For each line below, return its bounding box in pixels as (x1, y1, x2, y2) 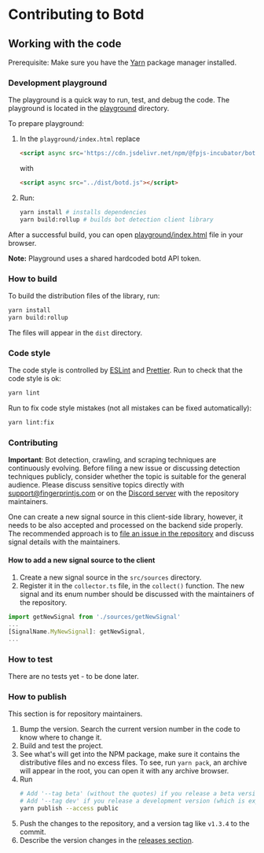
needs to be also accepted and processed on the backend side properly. (8, 521, 244, 530)
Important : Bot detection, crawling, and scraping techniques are (8, 455, 217, 465)
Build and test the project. (19, 741, 104, 751)
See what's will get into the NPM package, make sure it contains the (19, 750, 240, 759)
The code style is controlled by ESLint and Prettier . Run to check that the (8, 365, 244, 375)
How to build (8, 273, 57, 284)
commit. (19, 827, 46, 836)
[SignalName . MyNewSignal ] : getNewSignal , (8, 628, 146, 636)
